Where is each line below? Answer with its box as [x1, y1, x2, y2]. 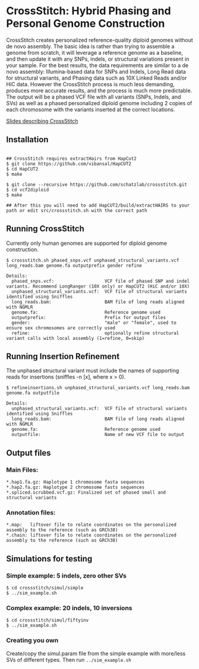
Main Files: [6, 465, 39, 474]
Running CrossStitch [6, 224, 85, 234]
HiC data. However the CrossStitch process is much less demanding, [6, 80, 175, 87]
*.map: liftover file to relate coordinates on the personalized [6, 522, 177, 528]
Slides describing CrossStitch [6, 117, 78, 124]
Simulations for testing [6, 554, 93, 564]
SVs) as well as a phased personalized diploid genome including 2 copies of [6, 99, 192, 106]
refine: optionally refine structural [11, 330, 179, 336]
